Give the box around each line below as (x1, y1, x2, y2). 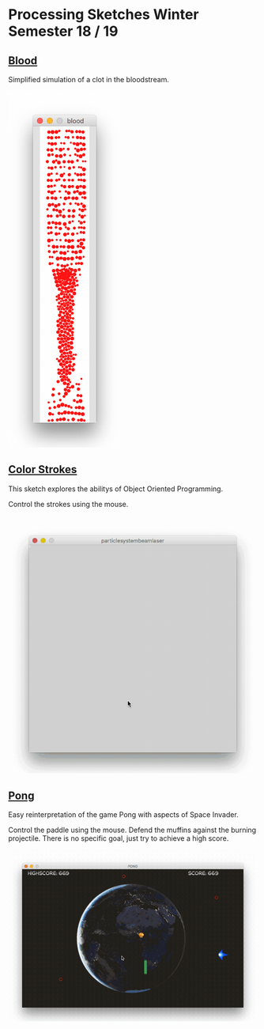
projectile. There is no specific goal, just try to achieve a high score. (8, 834, 229, 843)
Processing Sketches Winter (8, 6, 199, 24)
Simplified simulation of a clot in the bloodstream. (8, 75, 170, 84)
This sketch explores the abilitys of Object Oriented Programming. (8, 484, 224, 494)
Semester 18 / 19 (8, 22, 119, 40)
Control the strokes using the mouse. (8, 499, 129, 509)
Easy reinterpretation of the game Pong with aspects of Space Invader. (8, 810, 239, 819)
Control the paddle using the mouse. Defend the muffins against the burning (8, 825, 257, 835)
